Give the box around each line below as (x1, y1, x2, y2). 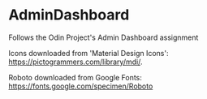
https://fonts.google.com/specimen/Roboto (8, 81, 153, 91)
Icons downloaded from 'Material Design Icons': (8, 48, 169, 58)
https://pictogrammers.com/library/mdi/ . (8, 57, 143, 67)
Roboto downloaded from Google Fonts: (8, 72, 142, 82)
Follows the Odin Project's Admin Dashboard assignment (8, 32, 199, 42)
